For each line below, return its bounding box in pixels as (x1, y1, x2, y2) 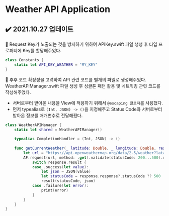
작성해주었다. (5, 89, 31, 95)
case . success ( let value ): (32, 164, 89, 169)
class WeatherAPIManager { (5, 122, 62, 128)
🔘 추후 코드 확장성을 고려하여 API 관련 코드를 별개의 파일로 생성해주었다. (5, 76, 147, 82)
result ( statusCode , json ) (41, 178, 96, 184)
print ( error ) (41, 187, 69, 193)
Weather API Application (5, 4, 111, 15)
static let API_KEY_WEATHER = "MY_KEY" (14, 62, 98, 67)
